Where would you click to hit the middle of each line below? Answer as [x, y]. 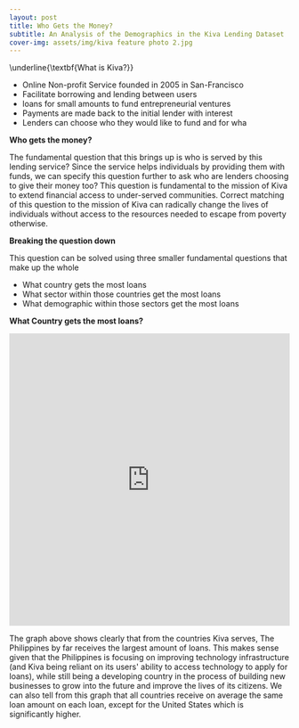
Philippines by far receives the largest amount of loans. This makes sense [144, 648]
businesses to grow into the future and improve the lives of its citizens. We [146, 686]
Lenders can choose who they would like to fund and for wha [134, 123]
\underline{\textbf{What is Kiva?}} [72, 68]
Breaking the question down [62, 241]
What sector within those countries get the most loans [121, 294]
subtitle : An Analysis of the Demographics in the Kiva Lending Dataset [147, 34]
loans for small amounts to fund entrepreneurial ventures [126, 104]
